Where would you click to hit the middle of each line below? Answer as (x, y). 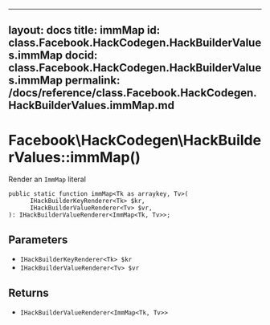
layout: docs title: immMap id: (84, 30)
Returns (29, 292)
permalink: (92, 81)
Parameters (38, 240)
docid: (81, 56)
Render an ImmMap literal (47, 179)
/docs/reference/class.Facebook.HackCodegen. (133, 93)
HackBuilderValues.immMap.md (92, 106)
